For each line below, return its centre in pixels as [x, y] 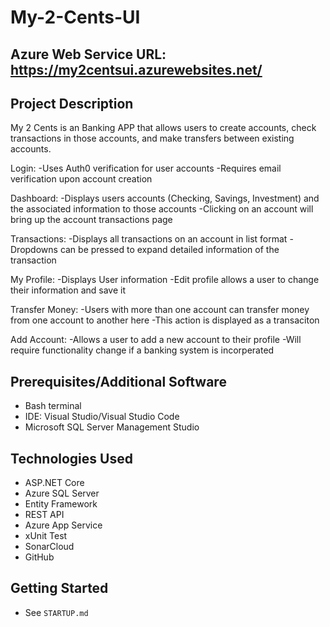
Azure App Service [63, 525]
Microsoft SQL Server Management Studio [112, 427]
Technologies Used [71, 458]
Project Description [72, 103]
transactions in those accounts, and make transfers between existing [152, 138]
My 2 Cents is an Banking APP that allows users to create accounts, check [163, 128]
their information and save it [68, 290]
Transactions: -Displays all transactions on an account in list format [149, 239]
